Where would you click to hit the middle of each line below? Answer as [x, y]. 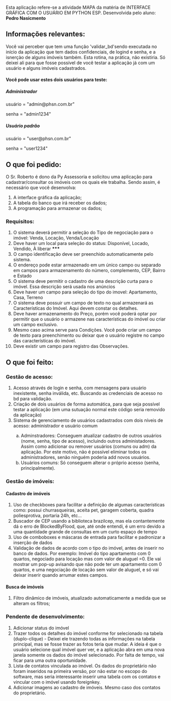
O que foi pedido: [34, 164]
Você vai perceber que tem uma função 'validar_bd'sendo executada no [81, 46]
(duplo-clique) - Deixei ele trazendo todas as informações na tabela [84, 638]
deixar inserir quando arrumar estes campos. [61, 575]
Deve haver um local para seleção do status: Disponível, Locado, [81, 244]
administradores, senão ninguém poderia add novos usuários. [85, 457]
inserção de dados [33, 543]
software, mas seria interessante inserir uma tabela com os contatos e [87, 677]
